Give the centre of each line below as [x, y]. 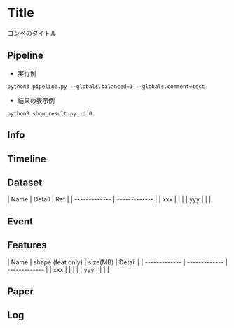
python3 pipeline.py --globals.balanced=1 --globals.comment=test [106, 86]
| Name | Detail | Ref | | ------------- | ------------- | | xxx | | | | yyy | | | [109, 199]
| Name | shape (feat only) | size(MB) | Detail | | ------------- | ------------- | [117, 262]
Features [27, 245]
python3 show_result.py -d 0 [50, 113]
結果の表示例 [36, 100]
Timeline [27, 159]
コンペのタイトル [32, 33]
